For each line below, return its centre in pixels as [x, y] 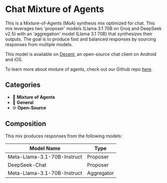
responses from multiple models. [39, 44]
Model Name [45, 148]
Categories [23, 85]
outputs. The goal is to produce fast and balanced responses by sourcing [81, 39]
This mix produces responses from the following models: [64, 136]
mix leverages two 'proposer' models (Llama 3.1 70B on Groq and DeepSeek [83, 28]
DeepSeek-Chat [27, 165]
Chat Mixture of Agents [55, 9]
